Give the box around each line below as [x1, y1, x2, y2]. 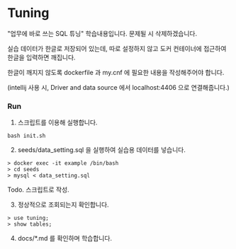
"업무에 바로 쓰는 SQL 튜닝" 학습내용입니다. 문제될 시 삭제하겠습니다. [7, 29, 197, 37]
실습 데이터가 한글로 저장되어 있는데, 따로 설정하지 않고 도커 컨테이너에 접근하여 [7, 44, 227, 52]
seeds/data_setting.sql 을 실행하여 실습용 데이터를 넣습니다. [17, 146, 186, 154]
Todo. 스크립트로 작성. [7, 185, 69, 194]
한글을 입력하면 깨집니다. [7, 53, 76, 62]
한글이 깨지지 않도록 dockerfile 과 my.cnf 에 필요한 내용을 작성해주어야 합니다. [7, 68, 225, 76]
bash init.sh [7, 132, 46, 139]
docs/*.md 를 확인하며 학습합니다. [17, 234, 112, 243]
